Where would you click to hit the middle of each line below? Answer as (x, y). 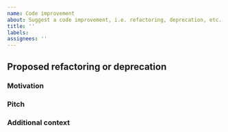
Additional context (39, 122)
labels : (18, 32)
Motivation (26, 86)
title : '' (21, 26)
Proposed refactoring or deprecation (87, 67)
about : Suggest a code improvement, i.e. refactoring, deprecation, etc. (115, 20)
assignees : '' (27, 39)
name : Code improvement (41, 13)
